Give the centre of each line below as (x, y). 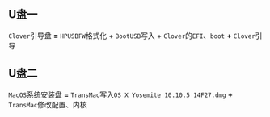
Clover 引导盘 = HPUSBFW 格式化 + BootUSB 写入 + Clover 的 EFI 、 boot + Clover (132, 36)
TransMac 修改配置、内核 (48, 104)
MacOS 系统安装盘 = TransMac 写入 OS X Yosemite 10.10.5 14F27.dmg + (120, 94)
